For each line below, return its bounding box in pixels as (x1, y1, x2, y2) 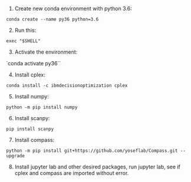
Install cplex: (14, 71, 45, 78)
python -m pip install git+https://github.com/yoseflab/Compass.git (6, 148, 178, 154)
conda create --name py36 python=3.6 (6, 16, 99, 22)
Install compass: (14, 137, 55, 143)
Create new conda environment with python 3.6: (14, 5, 132, 12)
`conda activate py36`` (6, 60, 61, 67)
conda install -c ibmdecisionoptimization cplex (6, 82, 128, 88)
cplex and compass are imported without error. (14, 170, 129, 176)
